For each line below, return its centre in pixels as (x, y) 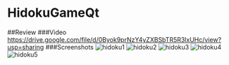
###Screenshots (69, 47)
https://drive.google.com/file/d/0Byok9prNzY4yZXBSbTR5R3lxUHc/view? (114, 39)
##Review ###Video (37, 32)
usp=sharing (26, 47)
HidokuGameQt (54, 13)
